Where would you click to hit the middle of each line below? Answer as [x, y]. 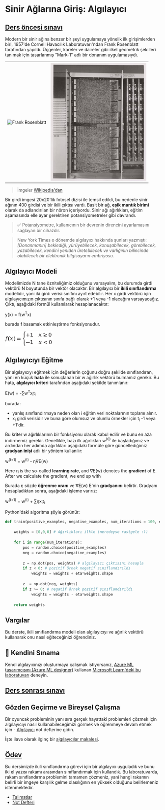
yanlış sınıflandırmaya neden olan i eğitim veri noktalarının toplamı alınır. [85, 413]
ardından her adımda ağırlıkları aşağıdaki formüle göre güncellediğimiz [76, 446]
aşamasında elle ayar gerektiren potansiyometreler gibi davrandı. [71, 215]
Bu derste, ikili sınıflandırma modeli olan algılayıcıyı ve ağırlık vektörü [74, 632]
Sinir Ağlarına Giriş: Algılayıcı [66, 9]
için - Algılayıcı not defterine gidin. [40, 730]
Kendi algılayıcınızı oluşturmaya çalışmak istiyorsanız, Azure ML [69, 665]
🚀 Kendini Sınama [32, 652]
